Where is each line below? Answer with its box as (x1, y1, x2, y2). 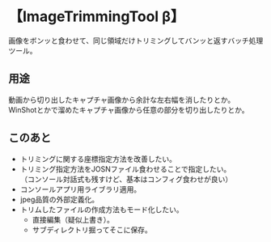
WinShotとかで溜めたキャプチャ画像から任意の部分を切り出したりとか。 (8, 104, 249, 114)
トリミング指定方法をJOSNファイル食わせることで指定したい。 (19, 163, 231, 174)
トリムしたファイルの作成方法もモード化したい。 (19, 204, 184, 214)
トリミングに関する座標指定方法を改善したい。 (19, 154, 176, 163)
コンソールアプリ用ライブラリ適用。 (19, 184, 142, 194)
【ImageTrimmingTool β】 (8, 7, 185, 26)
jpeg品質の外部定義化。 (19, 194, 100, 204)
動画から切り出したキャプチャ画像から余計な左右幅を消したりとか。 (8, 95, 235, 104)
